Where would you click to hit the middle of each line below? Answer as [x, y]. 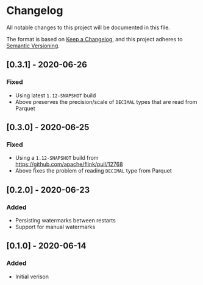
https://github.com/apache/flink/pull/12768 [69, 164]
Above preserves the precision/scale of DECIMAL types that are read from [106, 101]
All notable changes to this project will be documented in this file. [88, 27]
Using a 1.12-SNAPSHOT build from [57, 158]
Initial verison [32, 276]
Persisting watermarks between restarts [65, 220]
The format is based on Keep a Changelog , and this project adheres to [94, 39]
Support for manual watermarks [55, 227]
